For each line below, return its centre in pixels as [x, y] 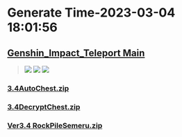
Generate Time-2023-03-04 [91, 13]
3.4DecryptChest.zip [44, 107]
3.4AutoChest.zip [38, 88]
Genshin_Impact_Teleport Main [76, 53]
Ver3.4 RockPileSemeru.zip [55, 125]
